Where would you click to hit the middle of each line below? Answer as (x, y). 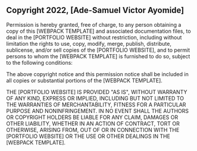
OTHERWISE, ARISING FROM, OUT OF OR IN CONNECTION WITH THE (93, 130)
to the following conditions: (40, 62)
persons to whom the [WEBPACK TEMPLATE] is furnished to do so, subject (98, 56)
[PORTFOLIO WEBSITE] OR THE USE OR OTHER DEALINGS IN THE (88, 136)
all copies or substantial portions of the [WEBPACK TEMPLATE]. (84, 80)
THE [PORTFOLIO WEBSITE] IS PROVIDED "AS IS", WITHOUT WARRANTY (97, 92)
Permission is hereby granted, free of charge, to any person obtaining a (94, 24)
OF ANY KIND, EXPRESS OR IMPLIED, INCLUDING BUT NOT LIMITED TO (95, 98)
